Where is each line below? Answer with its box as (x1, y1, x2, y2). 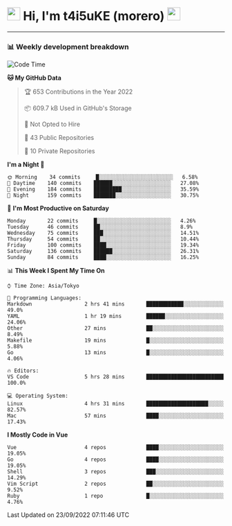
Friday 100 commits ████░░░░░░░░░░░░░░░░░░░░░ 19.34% (7, 242, 199, 249)
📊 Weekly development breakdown (7, 42, 129, 51)
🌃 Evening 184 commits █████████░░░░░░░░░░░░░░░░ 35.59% (7, 186, 199, 193)
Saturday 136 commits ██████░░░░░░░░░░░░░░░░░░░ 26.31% (7, 248, 199, 255)
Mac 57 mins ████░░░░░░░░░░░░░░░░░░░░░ (7, 412, 224, 419)
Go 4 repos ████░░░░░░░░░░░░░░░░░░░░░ (7, 456, 224, 464)
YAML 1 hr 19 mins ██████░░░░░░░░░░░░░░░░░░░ (7, 313, 224, 320)
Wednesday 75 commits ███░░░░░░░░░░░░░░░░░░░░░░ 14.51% (7, 229, 199, 237)
